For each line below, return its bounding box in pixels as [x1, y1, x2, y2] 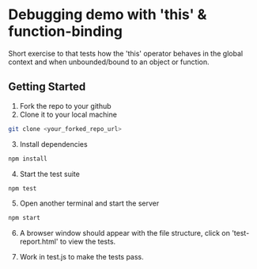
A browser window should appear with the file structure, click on [19, 229, 231, 238]
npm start [8, 214, 41, 222]
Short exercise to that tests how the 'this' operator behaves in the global [8, 48, 244, 58]
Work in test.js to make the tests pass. [19, 252, 144, 262]
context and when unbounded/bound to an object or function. [8, 57, 210, 67]
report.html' [19, 236, 59, 247]
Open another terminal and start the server [19, 198, 160, 208]
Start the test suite [19, 169, 81, 179]
